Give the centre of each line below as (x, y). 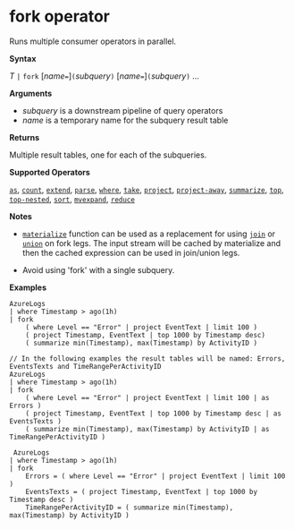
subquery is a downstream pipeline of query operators (122, 110)
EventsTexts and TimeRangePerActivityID (86, 366)
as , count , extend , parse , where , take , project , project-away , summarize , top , (147, 189)
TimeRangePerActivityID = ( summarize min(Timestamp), (130, 508)
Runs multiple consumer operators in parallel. (93, 41)
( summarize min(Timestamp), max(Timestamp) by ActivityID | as (147, 429)
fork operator (59, 17)
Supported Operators (50, 172)
